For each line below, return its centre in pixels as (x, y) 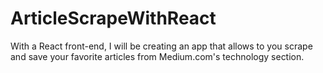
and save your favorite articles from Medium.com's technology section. (157, 56)
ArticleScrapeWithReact (113, 18)
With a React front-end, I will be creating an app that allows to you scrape (161, 46)
